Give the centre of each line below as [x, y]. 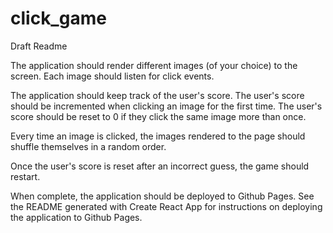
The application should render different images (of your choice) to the [154, 65]
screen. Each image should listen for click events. [112, 76]
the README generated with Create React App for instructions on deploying [166, 206]
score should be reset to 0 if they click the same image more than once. [158, 116]
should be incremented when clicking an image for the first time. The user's [166, 106]
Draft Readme [39, 46]
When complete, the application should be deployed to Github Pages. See [162, 196]
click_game [58, 18]
